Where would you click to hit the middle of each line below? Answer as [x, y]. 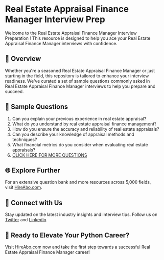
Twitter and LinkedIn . [26, 220]
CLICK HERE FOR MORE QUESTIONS [49, 155]
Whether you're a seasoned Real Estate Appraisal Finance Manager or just [80, 71]
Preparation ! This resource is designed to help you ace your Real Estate [78, 38]
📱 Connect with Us [34, 202]
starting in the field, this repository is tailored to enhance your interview [77, 76]
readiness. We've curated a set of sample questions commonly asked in [78, 81]
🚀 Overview [23, 59]
